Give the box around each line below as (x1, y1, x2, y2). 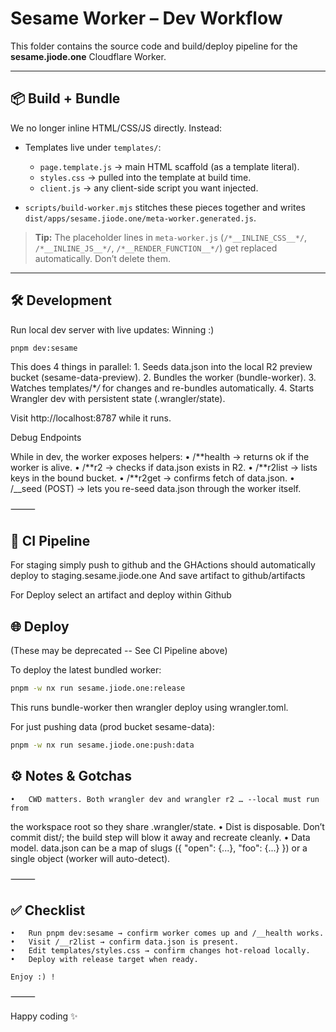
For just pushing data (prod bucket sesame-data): (10, 720, 215, 732)
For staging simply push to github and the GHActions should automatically (10, 559, 316, 571)
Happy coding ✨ (10, 1010, 78, 1022)
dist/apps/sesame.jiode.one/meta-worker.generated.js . (24, 212, 257, 224)
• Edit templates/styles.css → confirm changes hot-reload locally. (10, 946, 311, 956)
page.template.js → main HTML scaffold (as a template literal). (39, 160, 300, 172)
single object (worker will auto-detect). (10, 852, 171, 864)
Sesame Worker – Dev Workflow (10, 7, 283, 30)
